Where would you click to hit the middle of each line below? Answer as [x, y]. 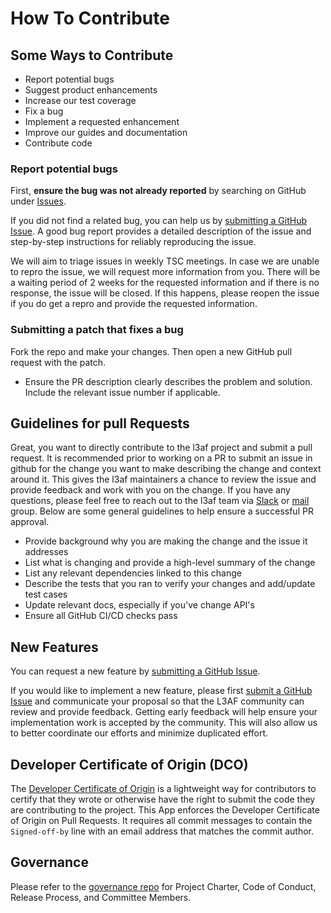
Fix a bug [44, 111]
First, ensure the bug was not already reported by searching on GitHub [158, 191]
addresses [46, 552]
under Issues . [38, 201]
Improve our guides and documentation [106, 132]
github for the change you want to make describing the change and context [166, 469]
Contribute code [58, 143]
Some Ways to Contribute [92, 55]
